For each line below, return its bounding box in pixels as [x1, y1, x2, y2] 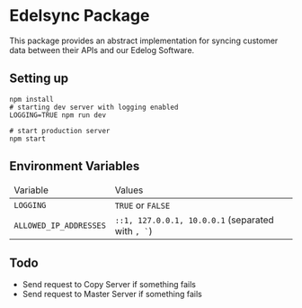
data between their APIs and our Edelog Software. [9, 44, 195, 55]
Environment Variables [9, 159, 140, 174]
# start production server [9, 126, 111, 135]
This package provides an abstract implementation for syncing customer [9, 35, 279, 46]
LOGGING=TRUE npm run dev [9, 110, 106, 120]
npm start [9, 134, 47, 143]
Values [114, 184, 144, 196]
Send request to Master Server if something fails [22, 289, 202, 300]
